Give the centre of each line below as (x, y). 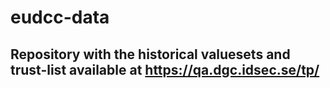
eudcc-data (60, 17)
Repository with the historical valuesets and (150, 54)
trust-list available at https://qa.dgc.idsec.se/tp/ (165, 69)
